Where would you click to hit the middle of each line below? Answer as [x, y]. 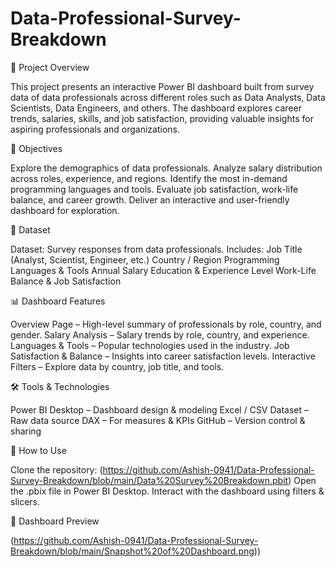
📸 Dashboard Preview [55, 521]
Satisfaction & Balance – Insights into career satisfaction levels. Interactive [163, 356]
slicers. [25, 501]
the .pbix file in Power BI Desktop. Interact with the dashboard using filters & [167, 491]
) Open [302, 480]
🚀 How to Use [38, 450]
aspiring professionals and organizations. [95, 129]
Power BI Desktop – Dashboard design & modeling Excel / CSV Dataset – [160, 409]
